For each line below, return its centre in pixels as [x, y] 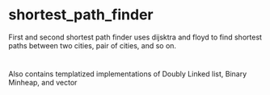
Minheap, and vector [43, 83]
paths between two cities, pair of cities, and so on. [92, 45]
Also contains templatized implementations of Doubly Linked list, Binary [128, 74]
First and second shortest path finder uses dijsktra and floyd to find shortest [135, 37]
